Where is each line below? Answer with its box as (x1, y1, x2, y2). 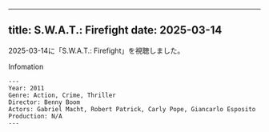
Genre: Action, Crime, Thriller (8, 91, 116, 99)
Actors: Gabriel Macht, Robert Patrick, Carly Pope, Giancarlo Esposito (8, 105, 256, 113)
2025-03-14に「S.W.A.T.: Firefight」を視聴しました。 (8, 46, 185, 55)
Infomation (8, 62, 44, 71)
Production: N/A (8, 112, 62, 120)
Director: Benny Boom (8, 98, 81, 106)
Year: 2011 (8, 84, 45, 92)
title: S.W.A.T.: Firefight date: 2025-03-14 (8, 23, 223, 37)
